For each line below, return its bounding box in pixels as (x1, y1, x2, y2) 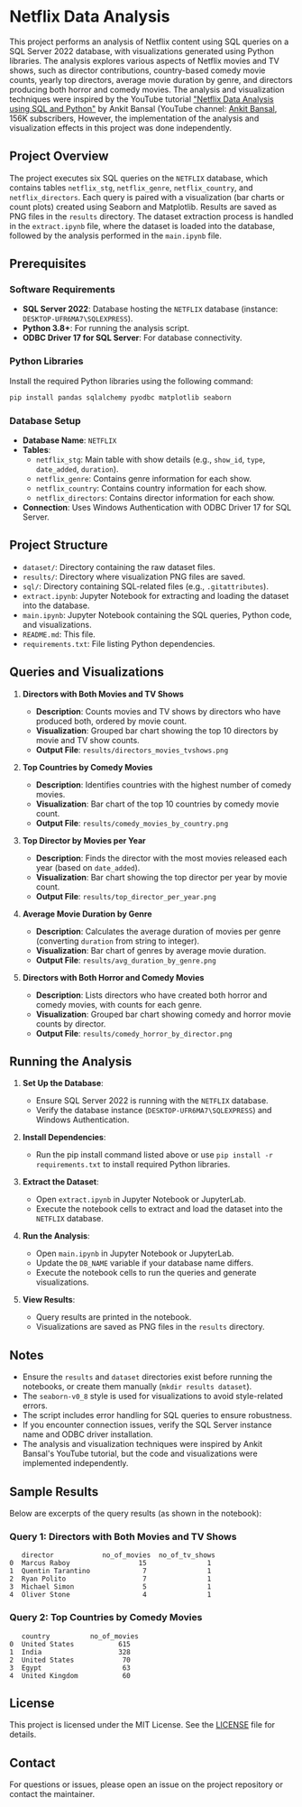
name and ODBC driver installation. (22, 1429, 153, 1440)
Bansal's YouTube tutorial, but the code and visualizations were (22, 1448, 259, 1459)
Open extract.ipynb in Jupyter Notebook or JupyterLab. (35, 1194, 246, 1205)
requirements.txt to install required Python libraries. (35, 1159, 231, 1170)
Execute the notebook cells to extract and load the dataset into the (35, 1203, 283, 1214)
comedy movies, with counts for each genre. (35, 999, 203, 1010)
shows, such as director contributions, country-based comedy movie (9, 65, 266, 76)
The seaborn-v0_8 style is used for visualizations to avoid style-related (22, 1391, 284, 1402)
